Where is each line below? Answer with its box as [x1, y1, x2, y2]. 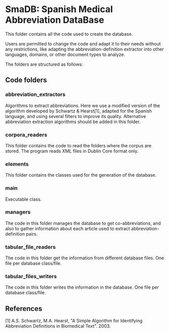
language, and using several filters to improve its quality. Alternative [5, 113, 146, 119]
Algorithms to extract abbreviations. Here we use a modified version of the [5, 102, 160, 108]
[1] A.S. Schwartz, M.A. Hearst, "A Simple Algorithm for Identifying [5, 318, 143, 324]
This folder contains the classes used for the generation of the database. [5, 172, 157, 178]
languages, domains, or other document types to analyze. [5, 51, 125, 58]
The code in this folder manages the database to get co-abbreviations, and [5, 220, 161, 226]
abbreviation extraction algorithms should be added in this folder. [5, 119, 141, 125]
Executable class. [5, 196, 42, 202]
